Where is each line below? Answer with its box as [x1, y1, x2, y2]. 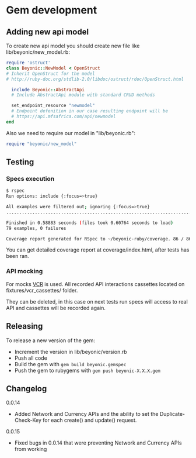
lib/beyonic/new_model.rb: [6, 49, 70, 56]
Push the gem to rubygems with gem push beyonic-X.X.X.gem [14, 367, 160, 374]
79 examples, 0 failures [6, 225, 66, 231]
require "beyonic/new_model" [6, 141, 77, 147]
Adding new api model [6, 27, 89, 37]
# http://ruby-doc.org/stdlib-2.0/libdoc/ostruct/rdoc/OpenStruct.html [6, 76, 184, 82]
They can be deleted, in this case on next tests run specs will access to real [6, 298, 188, 305]
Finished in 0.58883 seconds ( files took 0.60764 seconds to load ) [6, 220, 174, 226]
